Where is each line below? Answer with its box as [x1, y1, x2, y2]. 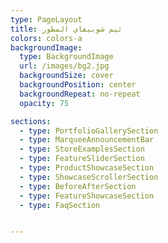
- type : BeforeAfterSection [19, 181, 137, 191]
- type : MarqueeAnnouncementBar [19, 135, 155, 145]
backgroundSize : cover [19, 71, 114, 81]
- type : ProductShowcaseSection [19, 163, 155, 173]
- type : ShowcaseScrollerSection [19, 172, 159, 182]
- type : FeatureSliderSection [19, 154, 145, 164]
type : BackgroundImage [19, 52, 114, 62]
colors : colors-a [10, 33, 83, 43]
